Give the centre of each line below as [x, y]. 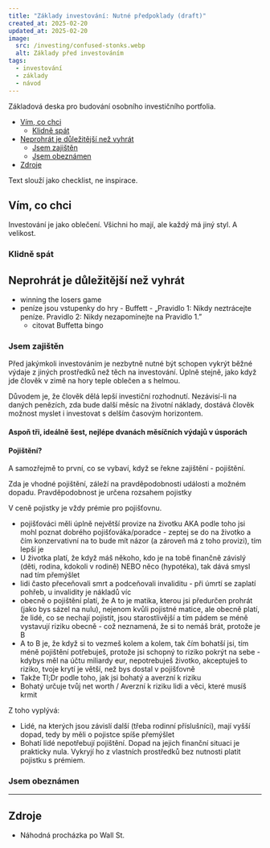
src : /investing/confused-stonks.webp [81, 46]
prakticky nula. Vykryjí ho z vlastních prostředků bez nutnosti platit [130, 752]
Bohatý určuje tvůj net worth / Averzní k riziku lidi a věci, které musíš [133, 686]
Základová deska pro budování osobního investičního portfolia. [112, 106]
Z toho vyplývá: [34, 710]
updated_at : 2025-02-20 [48, 31]
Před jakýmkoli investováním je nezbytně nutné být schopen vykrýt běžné [131, 364]
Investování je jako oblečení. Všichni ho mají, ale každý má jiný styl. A [123, 225]
